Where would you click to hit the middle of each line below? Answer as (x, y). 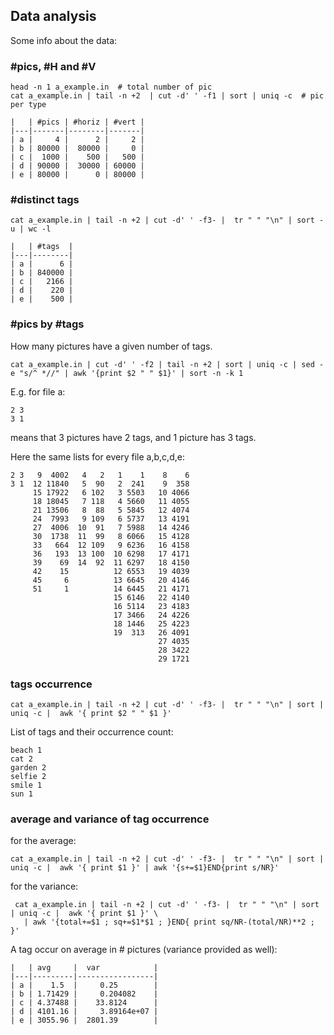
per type (28, 105)
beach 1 (26, 750)
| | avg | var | (84, 968)
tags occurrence (51, 684)
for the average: (43, 841)
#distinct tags (45, 200)
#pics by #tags (47, 324)
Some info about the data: (64, 40)
